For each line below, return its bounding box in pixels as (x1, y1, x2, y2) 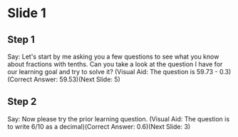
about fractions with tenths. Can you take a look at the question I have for (7, 60, 223, 68)
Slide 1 (7, 5, 46, 21)
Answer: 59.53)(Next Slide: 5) (33, 75, 121, 83)
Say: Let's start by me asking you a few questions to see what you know (7, 52, 219, 61)
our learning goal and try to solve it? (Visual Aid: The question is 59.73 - (7, 68, 218, 76)
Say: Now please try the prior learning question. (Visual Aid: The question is (7, 114, 230, 123)
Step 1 (7, 34, 36, 46)
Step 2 (7, 96, 37, 108)
